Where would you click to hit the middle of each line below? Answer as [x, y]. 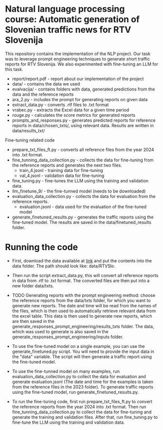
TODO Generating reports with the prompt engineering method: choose [84, 295]
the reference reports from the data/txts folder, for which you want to [81, 300]
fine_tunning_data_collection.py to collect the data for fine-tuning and [82, 412]
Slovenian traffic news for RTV [68, 30]
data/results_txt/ [28, 130]
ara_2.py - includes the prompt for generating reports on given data [80, 99]
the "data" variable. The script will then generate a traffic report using [82, 356]
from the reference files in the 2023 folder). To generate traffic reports [82, 387]
